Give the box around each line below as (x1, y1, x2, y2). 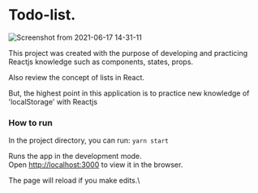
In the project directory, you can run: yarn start (8, 135, 169, 145)
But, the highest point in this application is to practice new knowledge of (8, 88, 250, 98)
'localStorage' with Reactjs (8, 96, 98, 106)
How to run (8, 117, 53, 128)
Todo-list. (8, 6, 76, 24)
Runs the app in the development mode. (8, 152, 142, 161)
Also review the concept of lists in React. (8, 72, 144, 82)
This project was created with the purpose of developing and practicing (8, 48, 248, 58)
